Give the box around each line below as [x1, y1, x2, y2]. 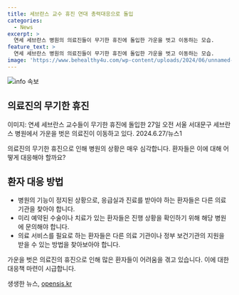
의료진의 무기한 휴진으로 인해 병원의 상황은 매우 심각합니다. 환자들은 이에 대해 [7, 144, 222, 153]
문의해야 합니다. [25, 222, 70, 231]
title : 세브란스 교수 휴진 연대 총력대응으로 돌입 [7, 10, 134, 18]
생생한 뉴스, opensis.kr [7, 279, 73, 288]
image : [7, 57, 27, 64]
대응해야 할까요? [20, 153, 66, 161]
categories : [7, 17, 43, 24]
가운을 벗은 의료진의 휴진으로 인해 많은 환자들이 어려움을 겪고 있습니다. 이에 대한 [7, 255, 230, 264]
